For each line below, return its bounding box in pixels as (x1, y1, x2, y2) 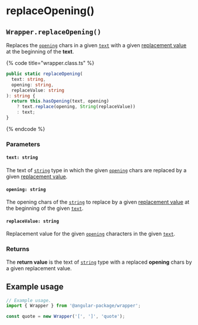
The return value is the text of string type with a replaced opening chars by (6, 258, 192, 265)
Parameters (6, 140, 40, 148)
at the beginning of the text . (6, 48, 74, 55)
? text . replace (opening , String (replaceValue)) (16, 104, 136, 110)
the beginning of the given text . (6, 205, 84, 212)
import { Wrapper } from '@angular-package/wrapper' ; (6, 303, 141, 309)
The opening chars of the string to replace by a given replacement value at (6, 199, 190, 206)
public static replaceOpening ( (6, 71, 83, 77)
